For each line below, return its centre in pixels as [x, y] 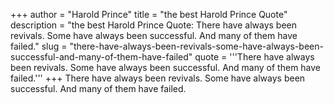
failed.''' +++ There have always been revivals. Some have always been [158, 78]
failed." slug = [39, 46]
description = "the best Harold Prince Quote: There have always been [154, 25]
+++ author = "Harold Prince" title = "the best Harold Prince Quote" [149, 14]
